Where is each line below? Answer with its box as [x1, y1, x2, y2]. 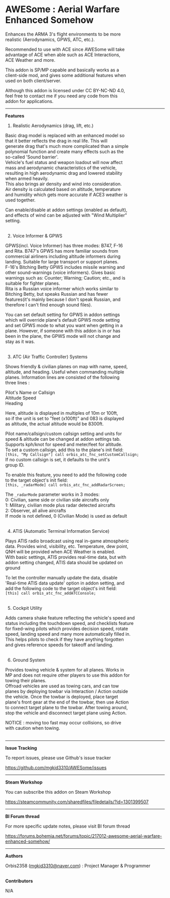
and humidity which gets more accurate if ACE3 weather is [5, 191, 128, 198]
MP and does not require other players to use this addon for [5, 672, 130, 678]
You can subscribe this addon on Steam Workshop [5, 789, 111, 795]
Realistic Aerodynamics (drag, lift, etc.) [12, 123, 94, 129]
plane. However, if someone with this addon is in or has [5, 328, 120, 334]
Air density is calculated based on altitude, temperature [5, 186, 121, 192]
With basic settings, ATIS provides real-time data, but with [5, 554, 126, 560]
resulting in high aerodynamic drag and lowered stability [5, 170, 122, 176]
